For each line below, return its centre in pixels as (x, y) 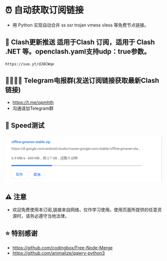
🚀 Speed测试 (25, 125)
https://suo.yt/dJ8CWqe (30, 64)
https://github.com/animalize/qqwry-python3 (59, 253)
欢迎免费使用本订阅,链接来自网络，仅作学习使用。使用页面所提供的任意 (85, 210)
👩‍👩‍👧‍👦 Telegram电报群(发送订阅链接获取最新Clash (82, 81)
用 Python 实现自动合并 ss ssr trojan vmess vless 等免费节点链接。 (81, 25)
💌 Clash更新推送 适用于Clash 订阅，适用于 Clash (80, 42)
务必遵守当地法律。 (49, 216)
